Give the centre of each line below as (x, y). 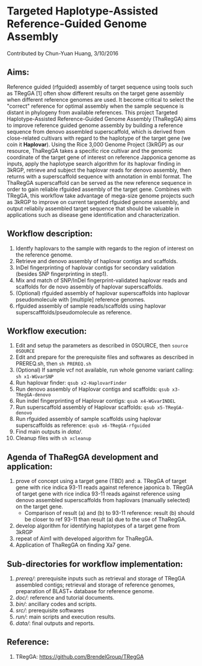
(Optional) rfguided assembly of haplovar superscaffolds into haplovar (103, 293)
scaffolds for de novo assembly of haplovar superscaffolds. (89, 287)
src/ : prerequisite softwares (50, 610)
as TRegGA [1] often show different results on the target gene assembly (95, 93)
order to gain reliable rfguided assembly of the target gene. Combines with (99, 189)
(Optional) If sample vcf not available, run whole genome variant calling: (105, 370)
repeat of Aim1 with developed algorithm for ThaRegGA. (84, 539)
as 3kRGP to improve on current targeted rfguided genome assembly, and (98, 202)
